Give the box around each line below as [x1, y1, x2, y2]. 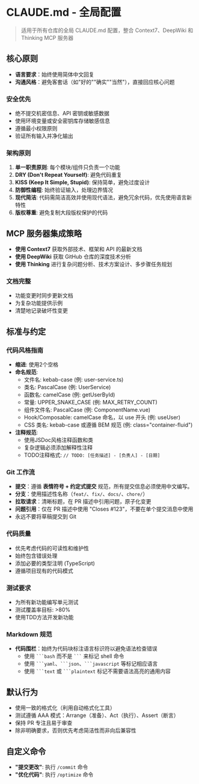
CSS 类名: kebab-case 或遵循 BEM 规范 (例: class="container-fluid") [23, 421, 193, 429]
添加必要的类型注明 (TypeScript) [14, 559, 95, 567]
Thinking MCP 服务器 [20, 34, 74, 41]
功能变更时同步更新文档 [14, 292, 73, 299]
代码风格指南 [6, 346, 44, 354]
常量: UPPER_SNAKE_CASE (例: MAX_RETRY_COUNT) [23, 399, 158, 406]
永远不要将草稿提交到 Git [14, 513, 77, 520]
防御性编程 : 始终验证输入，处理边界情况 [14, 186, 113, 194]
